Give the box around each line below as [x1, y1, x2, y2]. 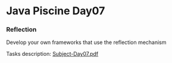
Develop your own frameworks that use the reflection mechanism [6, 39, 167, 46]
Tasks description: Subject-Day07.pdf [6, 51, 99, 58]
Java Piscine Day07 [6, 4, 105, 18]
